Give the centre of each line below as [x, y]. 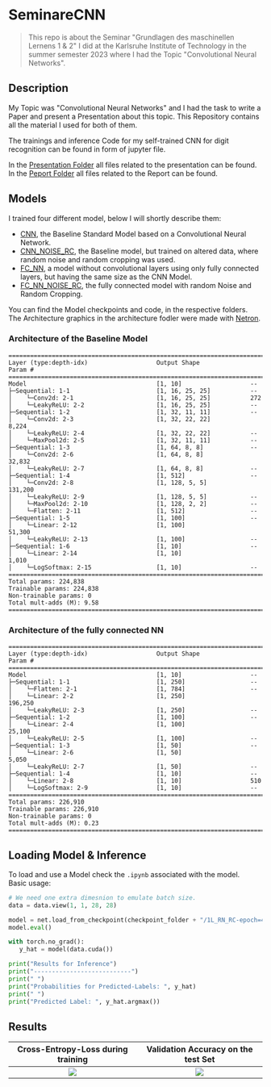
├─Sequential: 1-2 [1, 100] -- [133, 717]
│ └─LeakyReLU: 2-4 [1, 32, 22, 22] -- [133, 433]
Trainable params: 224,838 [54, 588]
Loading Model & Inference [77, 855]
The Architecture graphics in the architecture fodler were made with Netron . [134, 318]
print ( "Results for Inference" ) [63, 964]
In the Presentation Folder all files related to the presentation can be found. [133, 165]
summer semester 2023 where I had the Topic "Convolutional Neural [142, 54]
